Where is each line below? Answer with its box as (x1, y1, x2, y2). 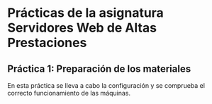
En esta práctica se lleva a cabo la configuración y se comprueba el (7, 82, 206, 89)
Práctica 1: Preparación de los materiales (7, 63, 191, 74)
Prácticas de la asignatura (7, 5, 164, 21)
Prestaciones (7, 35, 87, 51)
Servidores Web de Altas (7, 20, 157, 36)
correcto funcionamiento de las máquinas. (7, 89, 131, 97)
